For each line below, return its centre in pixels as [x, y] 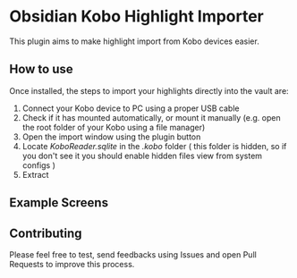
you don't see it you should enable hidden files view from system [142, 156]
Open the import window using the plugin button [111, 137]
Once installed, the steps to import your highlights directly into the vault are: [149, 90]
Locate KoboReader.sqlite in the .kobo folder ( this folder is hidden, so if [154, 146]
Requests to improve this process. [72, 264]
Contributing [46, 233]
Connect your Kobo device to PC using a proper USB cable [131, 108]
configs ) [39, 165]
